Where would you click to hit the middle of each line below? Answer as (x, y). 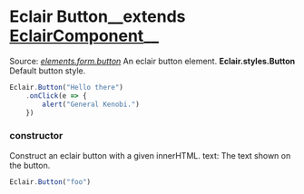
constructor (36, 136)
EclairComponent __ (84, 36)
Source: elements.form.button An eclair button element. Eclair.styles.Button (152, 61)
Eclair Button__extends (98, 17)
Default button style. (48, 71)
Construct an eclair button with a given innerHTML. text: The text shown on (150, 155)
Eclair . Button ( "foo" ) (50, 182)
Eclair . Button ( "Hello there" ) (67, 87)
